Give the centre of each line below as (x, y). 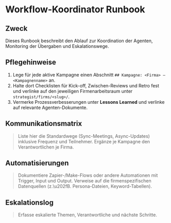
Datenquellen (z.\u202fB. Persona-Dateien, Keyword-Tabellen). (85, 187)
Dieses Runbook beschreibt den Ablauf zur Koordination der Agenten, (79, 41)
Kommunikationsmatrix (44, 124)
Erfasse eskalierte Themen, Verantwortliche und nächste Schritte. (88, 215)
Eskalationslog (30, 202)
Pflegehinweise (31, 62)
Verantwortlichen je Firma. (46, 147)
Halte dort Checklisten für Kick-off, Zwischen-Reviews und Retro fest (86, 85)
